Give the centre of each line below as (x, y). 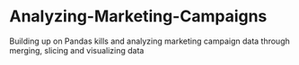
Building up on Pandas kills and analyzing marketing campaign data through (149, 41)
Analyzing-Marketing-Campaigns (138, 16)
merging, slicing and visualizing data (77, 50)
